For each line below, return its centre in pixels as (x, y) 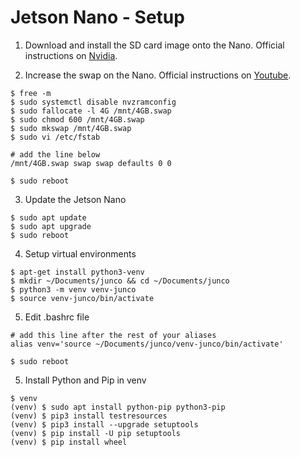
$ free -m (31, 93)
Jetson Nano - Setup (97, 17)
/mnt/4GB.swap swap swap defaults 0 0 (91, 163)
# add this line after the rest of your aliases (113, 335)
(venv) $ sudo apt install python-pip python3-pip (118, 407)
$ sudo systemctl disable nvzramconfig (93, 102)
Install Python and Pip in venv (85, 380)
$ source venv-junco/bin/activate (82, 298)
